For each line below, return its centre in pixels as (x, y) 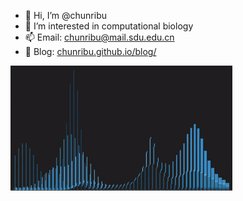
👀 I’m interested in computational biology (109, 26)
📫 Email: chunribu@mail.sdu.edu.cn (99, 37)
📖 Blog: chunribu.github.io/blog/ (90, 51)
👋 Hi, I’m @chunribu (66, 15)
